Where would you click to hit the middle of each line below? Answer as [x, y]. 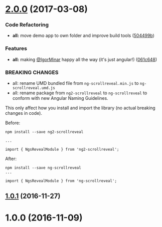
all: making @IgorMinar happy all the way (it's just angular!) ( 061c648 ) [85, 59]
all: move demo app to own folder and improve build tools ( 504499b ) [83, 35]
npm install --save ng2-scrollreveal [44, 132]
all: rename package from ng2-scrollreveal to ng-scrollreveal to [80, 93]
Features [16, 48]
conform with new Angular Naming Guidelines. [60, 98]
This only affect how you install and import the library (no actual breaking [80, 108]
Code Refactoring [27, 25]
